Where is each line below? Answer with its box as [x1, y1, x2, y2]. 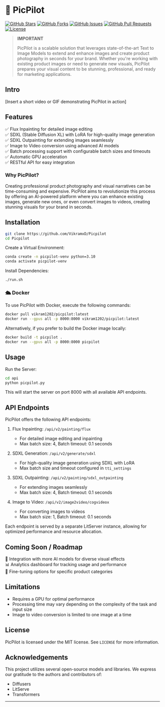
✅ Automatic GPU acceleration [5, 154, 67, 160]
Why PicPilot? [5, 172, 39, 179]
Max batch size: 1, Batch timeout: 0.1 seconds [19, 514, 111, 520]
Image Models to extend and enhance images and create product [17, 50, 150, 56]
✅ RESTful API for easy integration [5, 159, 75, 165]
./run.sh [5, 277, 23, 282]
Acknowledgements [5, 653, 68, 662]
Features [5, 113, 33, 121]
